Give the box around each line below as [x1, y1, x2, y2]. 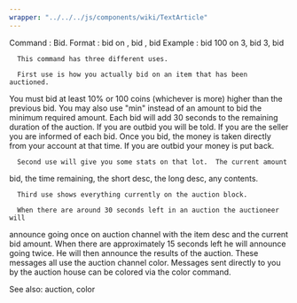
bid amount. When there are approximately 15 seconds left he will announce [9, 238, 286, 249]
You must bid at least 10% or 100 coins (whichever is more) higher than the [9, 93, 283, 104]
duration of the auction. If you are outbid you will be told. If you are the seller [9, 121, 289, 132]
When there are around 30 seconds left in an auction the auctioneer [17, 206, 279, 214]
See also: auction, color [9, 284, 96, 294]
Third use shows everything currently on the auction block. [17, 190, 248, 199]
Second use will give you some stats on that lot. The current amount [17, 157, 288, 167]
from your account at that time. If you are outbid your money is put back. [9, 140, 275, 151]
